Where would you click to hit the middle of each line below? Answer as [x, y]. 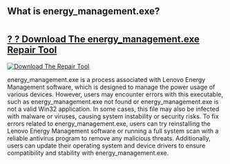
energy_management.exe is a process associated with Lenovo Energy [106, 80]
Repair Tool [32, 50]
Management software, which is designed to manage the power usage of [111, 87]
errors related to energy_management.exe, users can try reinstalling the [109, 124]
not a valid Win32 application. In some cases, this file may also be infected [113, 109]
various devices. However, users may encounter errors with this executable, [115, 94]
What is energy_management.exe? [84, 11]
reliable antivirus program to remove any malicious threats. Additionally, [109, 138]
